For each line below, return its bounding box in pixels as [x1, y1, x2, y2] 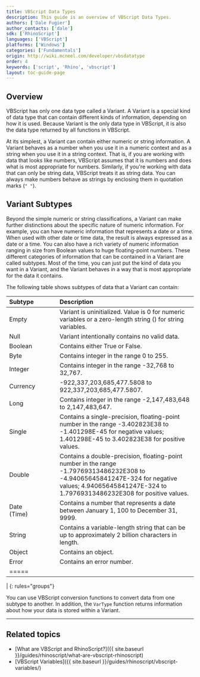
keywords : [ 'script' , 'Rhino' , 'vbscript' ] [6, 64, 116, 70]
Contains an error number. [59, 557, 133, 566]
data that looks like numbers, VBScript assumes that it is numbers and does [6, 157, 192, 164]
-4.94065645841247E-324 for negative [59, 474, 177, 482]
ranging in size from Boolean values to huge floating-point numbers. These [6, 246, 190, 253]
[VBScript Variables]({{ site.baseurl [14, 658, 101, 665]
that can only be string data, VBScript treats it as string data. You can [6, 170, 176, 177]
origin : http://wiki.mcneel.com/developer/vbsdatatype [6, 53, 145, 59]
